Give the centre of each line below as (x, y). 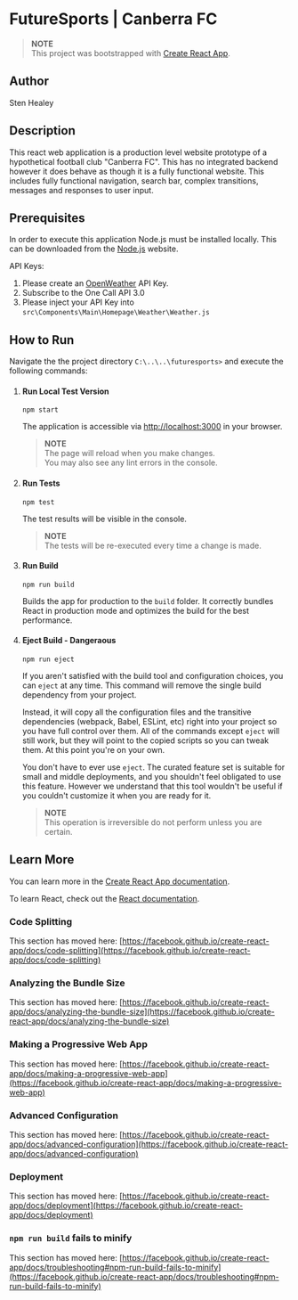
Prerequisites (47, 218)
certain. (58, 832)
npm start (40, 410)
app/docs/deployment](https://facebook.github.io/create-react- (126, 1206)
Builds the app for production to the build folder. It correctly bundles (148, 601)
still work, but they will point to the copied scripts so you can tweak (145, 740)
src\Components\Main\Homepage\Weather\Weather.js (116, 313)
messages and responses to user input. (81, 190)
